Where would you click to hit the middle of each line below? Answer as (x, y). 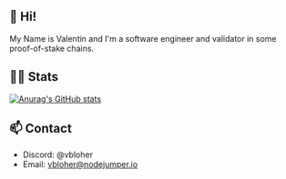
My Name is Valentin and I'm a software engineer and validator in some (143, 38)
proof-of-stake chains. (51, 48)
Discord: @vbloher (58, 154)
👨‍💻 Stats (34, 77)
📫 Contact (41, 129)
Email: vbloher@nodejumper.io (80, 164)
